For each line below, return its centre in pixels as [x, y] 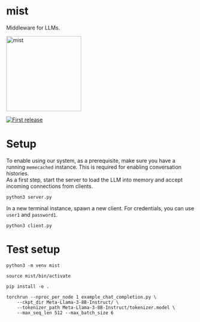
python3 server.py [29, 197]
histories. [18, 173]
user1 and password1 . [32, 214]
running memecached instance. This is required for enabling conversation [94, 167]
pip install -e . [28, 287]
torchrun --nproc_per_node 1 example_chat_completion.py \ [81, 297]
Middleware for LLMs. [33, 28]
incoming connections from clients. [50, 186]
